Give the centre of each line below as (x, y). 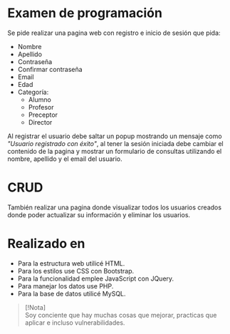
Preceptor (43, 115)
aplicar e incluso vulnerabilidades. (75, 323)
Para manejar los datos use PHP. (66, 286)
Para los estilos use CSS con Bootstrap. (76, 271)
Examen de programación (85, 13)
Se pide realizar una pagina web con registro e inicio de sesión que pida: (114, 33)
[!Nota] (35, 307)
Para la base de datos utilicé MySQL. (72, 293)
